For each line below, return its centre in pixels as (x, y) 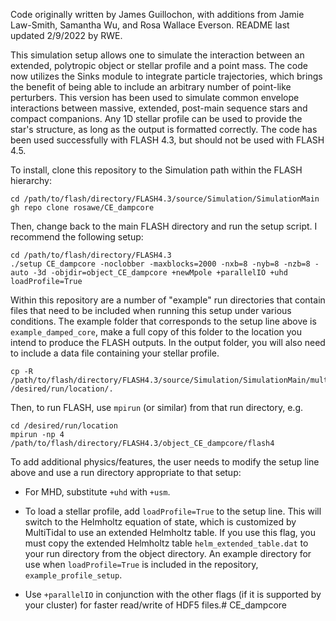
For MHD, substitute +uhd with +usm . (97, 492)
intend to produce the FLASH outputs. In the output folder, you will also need (168, 342)
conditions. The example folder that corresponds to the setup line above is (163, 321)
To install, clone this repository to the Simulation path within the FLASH (156, 170)
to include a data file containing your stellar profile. (115, 353)
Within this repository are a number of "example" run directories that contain (168, 300)
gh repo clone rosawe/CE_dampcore (82, 208)
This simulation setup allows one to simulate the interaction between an (157, 55)
